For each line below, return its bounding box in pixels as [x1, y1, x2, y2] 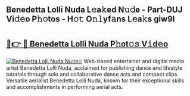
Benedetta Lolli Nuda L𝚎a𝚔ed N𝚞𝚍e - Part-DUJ [6, 5, 183, 15]
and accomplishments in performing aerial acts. [6, 83, 123, 90]
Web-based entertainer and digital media [83, 58, 185, 64]
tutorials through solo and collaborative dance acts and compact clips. [6, 71, 179, 78]
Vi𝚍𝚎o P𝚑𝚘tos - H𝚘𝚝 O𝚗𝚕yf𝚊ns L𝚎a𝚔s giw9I [6, 14, 175, 24]
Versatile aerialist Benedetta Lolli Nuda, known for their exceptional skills [6, 77, 185, 84]
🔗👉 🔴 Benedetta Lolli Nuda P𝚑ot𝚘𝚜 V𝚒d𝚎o [6, 39, 169, 49]
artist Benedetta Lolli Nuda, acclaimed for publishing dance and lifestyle [6, 64, 183, 71]
